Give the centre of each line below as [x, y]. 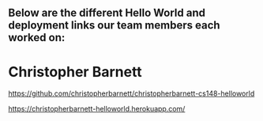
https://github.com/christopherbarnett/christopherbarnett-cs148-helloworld [131, 93]
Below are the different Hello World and [107, 13]
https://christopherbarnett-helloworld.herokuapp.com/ [97, 109]
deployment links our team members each [114, 26]
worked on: [37, 38]
